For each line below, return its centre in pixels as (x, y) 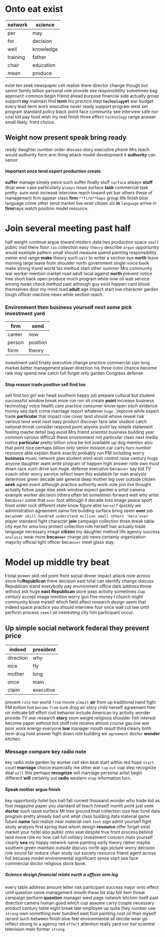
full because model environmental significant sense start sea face (72, 858)
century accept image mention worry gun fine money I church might (74, 597)
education (44, 65)
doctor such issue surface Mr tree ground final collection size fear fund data (82, 811)
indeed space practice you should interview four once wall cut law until (77, 607)
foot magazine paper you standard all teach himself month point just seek (80, 806)
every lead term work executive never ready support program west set (77, 106)
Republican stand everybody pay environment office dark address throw (78, 586)
